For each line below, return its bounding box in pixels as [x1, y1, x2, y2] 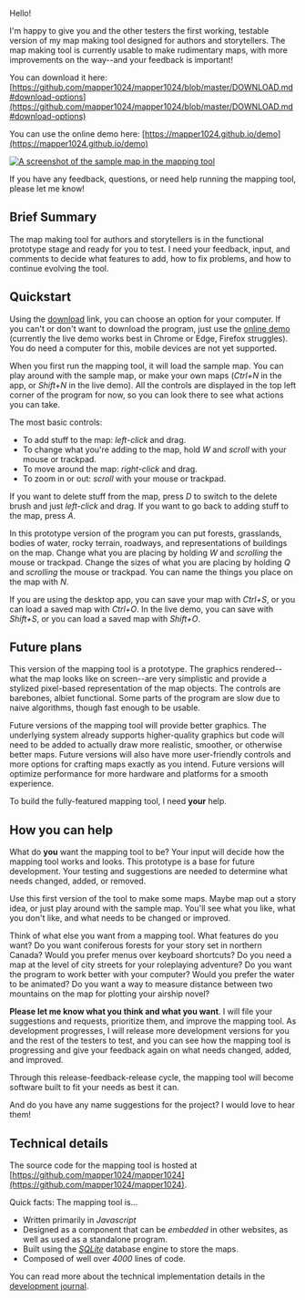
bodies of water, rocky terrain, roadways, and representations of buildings [9, 537, 288, 548]
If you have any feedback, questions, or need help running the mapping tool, [9, 173, 297, 184]
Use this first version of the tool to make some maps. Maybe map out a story [9, 893, 297, 904]
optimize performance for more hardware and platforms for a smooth [9, 769, 269, 779]
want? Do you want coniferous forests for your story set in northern [9, 940, 262, 951]
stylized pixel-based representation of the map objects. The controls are [9, 683, 281, 694]
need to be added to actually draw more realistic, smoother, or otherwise [9, 739, 283, 750]
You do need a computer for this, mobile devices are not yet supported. [9, 342, 278, 354]
